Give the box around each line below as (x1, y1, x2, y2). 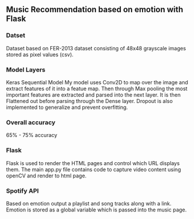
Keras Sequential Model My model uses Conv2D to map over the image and (6, 78, 189, 85)
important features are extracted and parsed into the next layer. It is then (6, 91, 181, 98)
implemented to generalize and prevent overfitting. (6, 104, 129, 111)
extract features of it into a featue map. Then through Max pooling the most (6, 85, 188, 92)
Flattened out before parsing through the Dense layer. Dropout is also (6, 97, 173, 104)
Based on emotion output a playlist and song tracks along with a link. (6, 200, 172, 207)
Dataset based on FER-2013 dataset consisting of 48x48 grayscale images (6, 45, 186, 52)
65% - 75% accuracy (6, 132, 57, 139)
